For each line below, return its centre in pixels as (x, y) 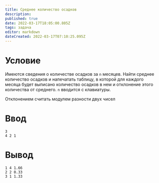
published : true (21, 18)
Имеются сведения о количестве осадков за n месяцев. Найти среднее (80, 74)
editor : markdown (23, 32)
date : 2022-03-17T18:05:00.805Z (38, 23)
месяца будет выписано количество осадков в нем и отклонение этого (79, 84)
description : (18, 14)
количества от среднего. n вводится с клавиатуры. (58, 89)
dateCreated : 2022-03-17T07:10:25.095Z (45, 37)
